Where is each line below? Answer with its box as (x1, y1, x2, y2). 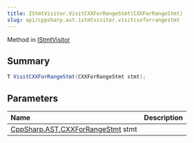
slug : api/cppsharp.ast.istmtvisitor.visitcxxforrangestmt (7, 16, 180, 23)
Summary (7, 55, 50, 67)
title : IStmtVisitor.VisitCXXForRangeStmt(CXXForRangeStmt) (7, 10, 184, 17)
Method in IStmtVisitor (7, 35, 71, 43)
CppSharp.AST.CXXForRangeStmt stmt (10, 124, 138, 134)
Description (144, 113, 184, 122)
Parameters (7, 92, 58, 104)
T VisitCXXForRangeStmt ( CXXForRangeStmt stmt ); (7, 74, 147, 80)
